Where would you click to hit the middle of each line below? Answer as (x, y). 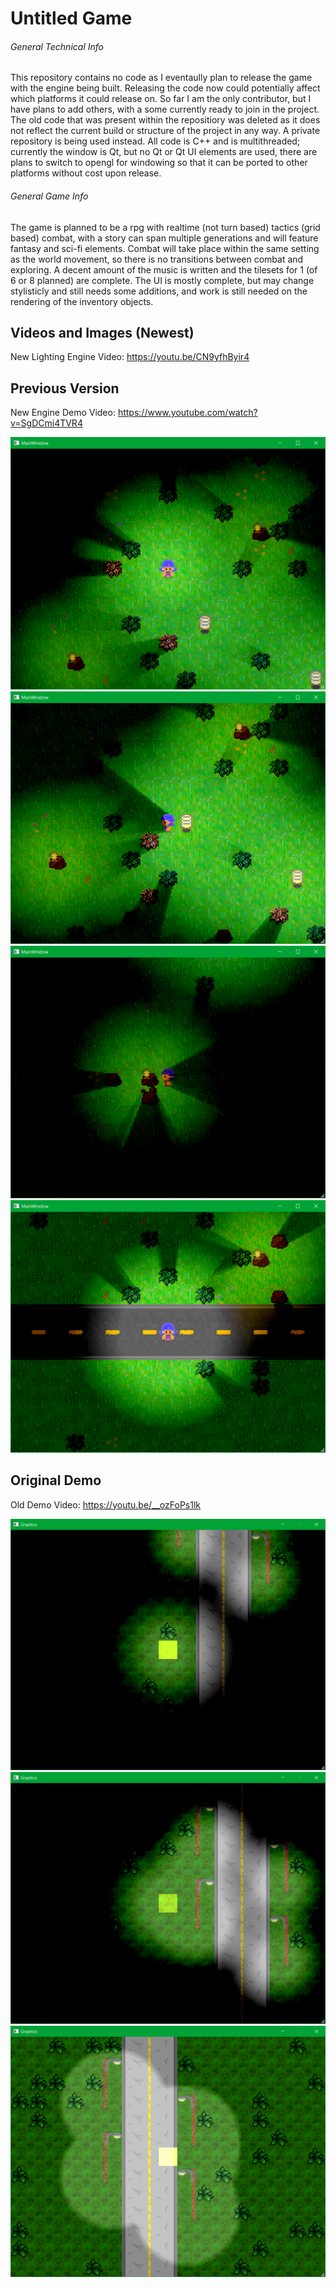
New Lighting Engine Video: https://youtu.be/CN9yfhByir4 (130, 357)
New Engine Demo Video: (63, 413)
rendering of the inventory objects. (82, 301)
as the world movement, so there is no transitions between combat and (157, 259)
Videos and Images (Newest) (102, 332)
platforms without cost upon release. (86, 173)
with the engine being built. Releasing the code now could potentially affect (165, 88)
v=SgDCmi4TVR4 (46, 423)
